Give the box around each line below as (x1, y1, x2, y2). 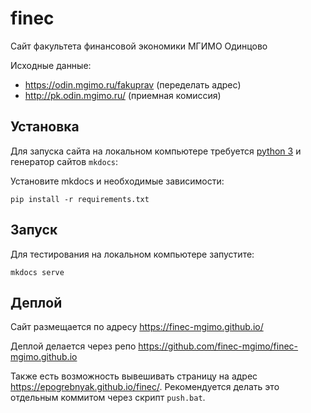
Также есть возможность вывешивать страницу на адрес (10, 370, 258, 382)
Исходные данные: (10, 59, 92, 71)
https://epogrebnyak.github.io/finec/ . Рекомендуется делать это (10, 381, 280, 393)
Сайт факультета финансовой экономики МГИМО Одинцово (10, 40, 268, 52)
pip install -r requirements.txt (10, 194, 150, 204)
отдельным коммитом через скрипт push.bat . (10, 392, 206, 404)
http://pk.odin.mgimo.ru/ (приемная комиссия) (24, 89, 222, 101)
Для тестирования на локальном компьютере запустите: (10, 248, 255, 260)
